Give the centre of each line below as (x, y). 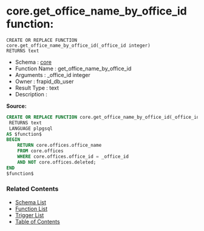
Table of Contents (37, 221)
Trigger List (29, 215)
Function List (31, 209)
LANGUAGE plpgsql (31, 129)
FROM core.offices (40, 151)
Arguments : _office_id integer (53, 75)
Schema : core (33, 62)
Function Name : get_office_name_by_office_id (73, 69)
